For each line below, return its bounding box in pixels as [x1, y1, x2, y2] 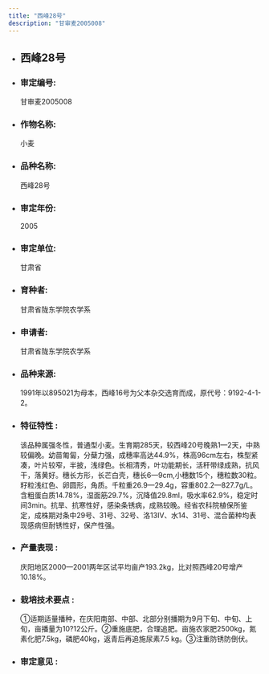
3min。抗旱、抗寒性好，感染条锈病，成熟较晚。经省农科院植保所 [26, 500, 241, 510]
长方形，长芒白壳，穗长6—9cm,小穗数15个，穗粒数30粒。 [69, 470, 261, 480]
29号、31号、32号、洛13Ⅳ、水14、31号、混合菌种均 [75, 510, 250, 520]
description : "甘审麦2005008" [8, 19, 106, 27]
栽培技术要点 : [19, 594, 75, 605]
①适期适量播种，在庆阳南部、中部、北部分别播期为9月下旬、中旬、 [19, 614, 246, 623]
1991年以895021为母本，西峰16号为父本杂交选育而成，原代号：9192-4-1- [19, 388, 262, 398]
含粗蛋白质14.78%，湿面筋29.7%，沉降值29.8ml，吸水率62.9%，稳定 [19, 490, 251, 500]
